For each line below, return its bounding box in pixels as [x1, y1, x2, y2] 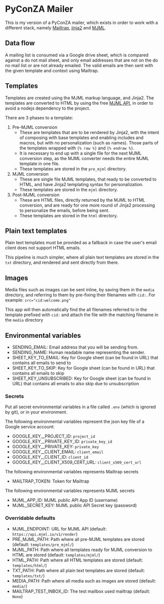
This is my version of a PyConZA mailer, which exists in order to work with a [5, 20, 158, 25]
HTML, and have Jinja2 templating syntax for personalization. [19, 181, 143, 187]
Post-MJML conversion [12, 192, 60, 198]
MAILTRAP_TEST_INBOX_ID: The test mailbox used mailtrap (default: [12, 588, 150, 594]
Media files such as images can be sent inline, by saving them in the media [5, 287, 155, 293]
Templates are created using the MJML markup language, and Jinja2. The [5, 94, 154, 101]
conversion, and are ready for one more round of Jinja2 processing [19, 202, 155, 208]
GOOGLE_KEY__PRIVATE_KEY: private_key [12, 444, 99, 450]
